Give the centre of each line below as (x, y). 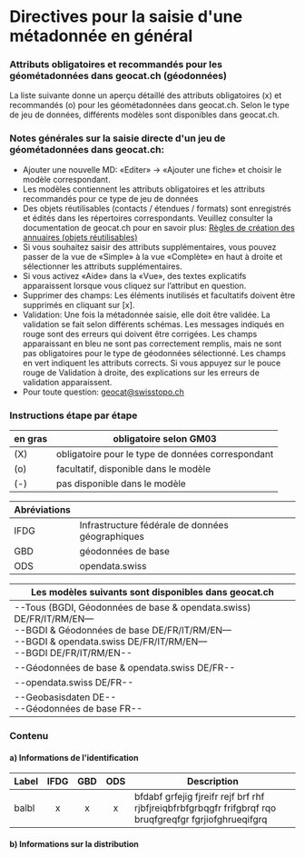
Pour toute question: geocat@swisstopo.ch (103, 392)
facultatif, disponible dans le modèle (133, 469)
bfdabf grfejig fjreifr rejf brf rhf (200, 797)
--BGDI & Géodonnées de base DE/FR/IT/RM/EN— (123, 631)
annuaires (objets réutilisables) (80, 237)
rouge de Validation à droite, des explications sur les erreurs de (141, 372)
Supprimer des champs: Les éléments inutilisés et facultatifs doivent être (159, 295)
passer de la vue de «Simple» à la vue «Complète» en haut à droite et (152, 256)
